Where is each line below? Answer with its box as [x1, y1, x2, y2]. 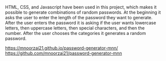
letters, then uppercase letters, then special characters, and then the [5, 25, 145, 31]
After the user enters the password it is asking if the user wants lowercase [5, 20, 157, 26]
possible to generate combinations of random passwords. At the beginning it [5, 9, 161, 15]
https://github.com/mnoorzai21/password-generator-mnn [5, 50, 122, 56]
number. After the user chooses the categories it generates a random [5, 30, 146, 36]
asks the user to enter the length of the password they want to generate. [5, 15, 153, 20]
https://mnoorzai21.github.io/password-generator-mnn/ [5, 45, 119, 51]
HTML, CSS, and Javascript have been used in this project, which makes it [5, 4, 157, 10]
